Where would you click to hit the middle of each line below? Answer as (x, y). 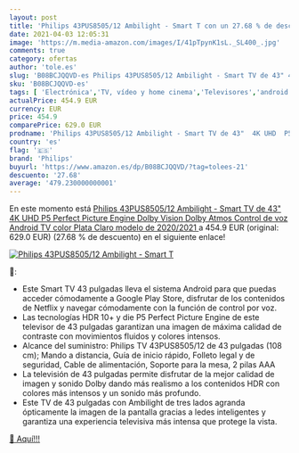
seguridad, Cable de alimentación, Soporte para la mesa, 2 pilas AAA (149, 365)
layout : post (33, 17)
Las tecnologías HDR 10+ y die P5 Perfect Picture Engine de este (141, 317)
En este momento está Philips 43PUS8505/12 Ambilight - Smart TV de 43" (145, 209)
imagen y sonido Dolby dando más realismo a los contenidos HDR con (151, 383)
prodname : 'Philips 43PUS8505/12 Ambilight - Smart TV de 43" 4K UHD (143, 134)
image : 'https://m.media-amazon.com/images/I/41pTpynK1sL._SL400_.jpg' (145, 42)
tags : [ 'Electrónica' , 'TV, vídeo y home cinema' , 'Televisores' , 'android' (151, 92)
